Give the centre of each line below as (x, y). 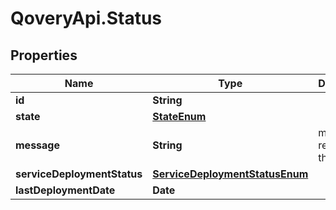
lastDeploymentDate (65, 190)
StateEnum (179, 116)
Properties (44, 55)
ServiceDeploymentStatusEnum (230, 174)
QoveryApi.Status (86, 18)
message (37, 145)
